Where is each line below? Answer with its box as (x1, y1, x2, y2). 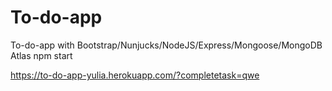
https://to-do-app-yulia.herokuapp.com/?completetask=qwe (10, 69, 260, 81)
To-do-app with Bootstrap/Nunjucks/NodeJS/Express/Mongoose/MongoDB (10, 39, 323, 51)
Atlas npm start (10, 49, 73, 61)
